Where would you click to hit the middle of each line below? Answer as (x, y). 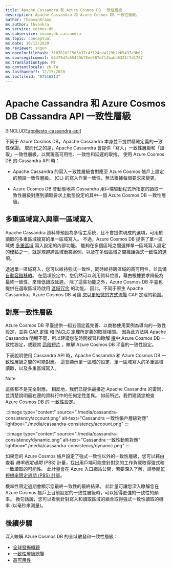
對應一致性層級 (29, 312)
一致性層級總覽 (28, 554)
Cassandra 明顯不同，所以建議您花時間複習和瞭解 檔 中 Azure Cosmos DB (83, 338)
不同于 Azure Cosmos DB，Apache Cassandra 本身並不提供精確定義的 (80, 141)
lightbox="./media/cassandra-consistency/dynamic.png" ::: (67, 446)
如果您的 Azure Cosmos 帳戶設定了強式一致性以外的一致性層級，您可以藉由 (85, 456)
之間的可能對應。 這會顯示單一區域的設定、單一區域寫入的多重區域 (93, 362)
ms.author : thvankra (27, 24)
